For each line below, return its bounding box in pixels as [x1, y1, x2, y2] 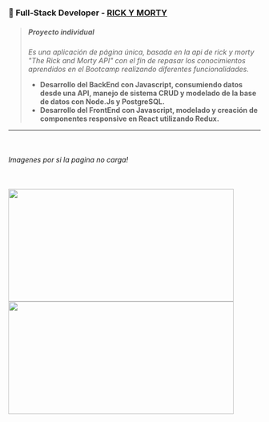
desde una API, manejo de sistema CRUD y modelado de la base [39, 88, 257, 98]
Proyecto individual [27, 27, 94, 37]
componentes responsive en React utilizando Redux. [39, 114, 220, 123]
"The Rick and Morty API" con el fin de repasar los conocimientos [27, 55, 246, 65]
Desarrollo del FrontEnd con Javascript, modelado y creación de [39, 105, 259, 115]
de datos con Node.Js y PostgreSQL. [39, 96, 166, 107]
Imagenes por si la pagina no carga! [8, 155, 129, 165]
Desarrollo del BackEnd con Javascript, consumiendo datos [39, 79, 243, 89]
